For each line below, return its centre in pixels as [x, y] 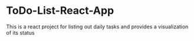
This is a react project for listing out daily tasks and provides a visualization [97, 27]
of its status [20, 32]
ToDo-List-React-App [60, 11]
